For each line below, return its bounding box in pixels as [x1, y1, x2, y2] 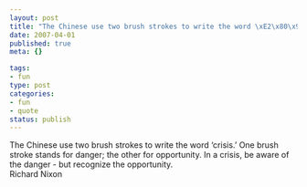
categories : [9, 88, 55, 99]
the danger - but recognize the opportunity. [9, 159, 174, 170]
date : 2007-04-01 [9, 30, 76, 39]
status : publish [9, 115, 71, 124]
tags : [9, 64, 30, 73]
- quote [9, 106, 39, 115]
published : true [9, 38, 71, 48]
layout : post [9, 13, 59, 23]
